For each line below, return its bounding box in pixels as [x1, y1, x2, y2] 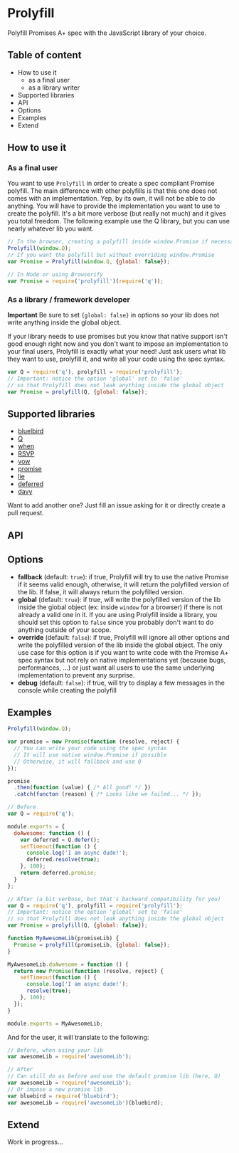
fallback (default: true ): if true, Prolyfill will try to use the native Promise [17, 572, 229, 581]
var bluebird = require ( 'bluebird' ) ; [7, 1093, 119, 1100]
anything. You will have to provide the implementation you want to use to [7, 201, 221, 211]
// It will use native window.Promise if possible [14, 751, 167, 759]
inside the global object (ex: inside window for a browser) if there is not [17, 603, 223, 611]
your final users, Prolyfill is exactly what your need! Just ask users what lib [7, 347, 226, 355]
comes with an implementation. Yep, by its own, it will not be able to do [7, 194, 216, 203]
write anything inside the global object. [7, 318, 122, 327]
